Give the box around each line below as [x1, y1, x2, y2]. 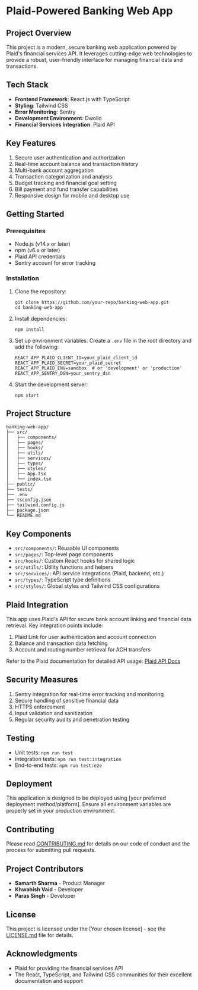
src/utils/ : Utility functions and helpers [14, 563, 114, 571]
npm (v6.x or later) [14, 247, 60, 254]
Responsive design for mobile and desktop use [14, 192, 130, 199]
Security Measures [6, 675, 78, 685]
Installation [6, 274, 40, 283]
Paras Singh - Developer [14, 892, 76, 900]
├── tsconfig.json [6, 497, 52, 503]
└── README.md [6, 513, 41, 519]
